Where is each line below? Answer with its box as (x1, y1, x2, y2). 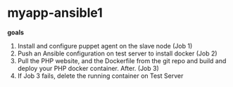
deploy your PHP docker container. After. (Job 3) (17, 64, 160, 72)
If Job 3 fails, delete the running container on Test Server (17, 72, 184, 80)
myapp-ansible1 (7, 5, 103, 21)
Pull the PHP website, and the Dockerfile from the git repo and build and (17, 56, 227, 65)
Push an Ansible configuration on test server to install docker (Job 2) (17, 49, 218, 58)
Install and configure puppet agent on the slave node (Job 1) (17, 41, 193, 50)
